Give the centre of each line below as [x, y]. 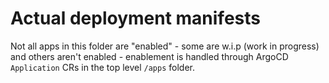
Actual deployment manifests [135, 18]
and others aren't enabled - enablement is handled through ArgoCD [149, 56]
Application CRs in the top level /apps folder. [102, 67]
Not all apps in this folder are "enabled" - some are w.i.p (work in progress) [165, 46]
